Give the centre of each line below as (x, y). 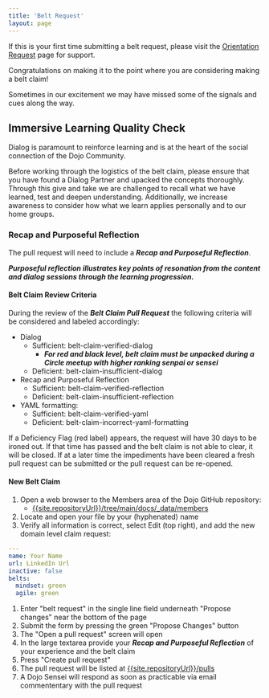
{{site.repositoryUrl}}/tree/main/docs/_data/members (120, 508)
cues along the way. (41, 103)
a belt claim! (29, 79)
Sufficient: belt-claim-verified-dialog (92, 345)
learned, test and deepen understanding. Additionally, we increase (118, 197)
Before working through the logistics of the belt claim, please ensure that (129, 171)
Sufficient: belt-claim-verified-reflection (98, 388)
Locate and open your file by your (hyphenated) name (109, 517)
